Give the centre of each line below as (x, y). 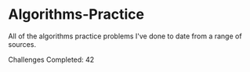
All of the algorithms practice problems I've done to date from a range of (125, 36)
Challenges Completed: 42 (51, 59)
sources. (22, 44)
